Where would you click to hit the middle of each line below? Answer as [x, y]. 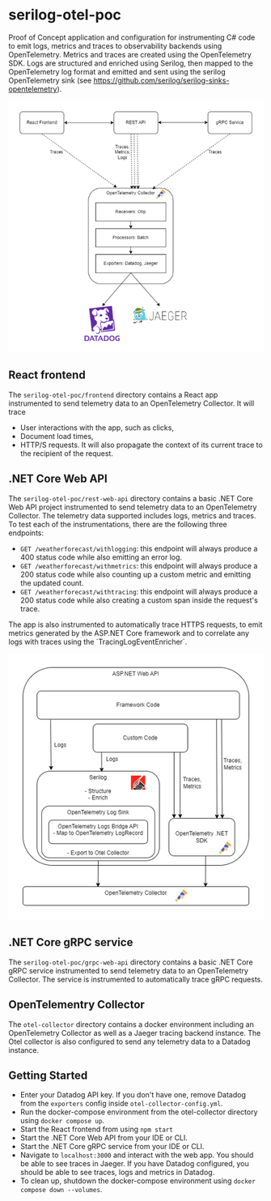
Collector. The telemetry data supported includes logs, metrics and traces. [132, 515]
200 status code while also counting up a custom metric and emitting [135, 574]
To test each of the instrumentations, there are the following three [118, 524]
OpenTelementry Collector [77, 1005]
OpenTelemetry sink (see [50, 80]
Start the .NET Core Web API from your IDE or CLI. [104, 1138]
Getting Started [48, 1076]
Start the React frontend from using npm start [97, 1129]
